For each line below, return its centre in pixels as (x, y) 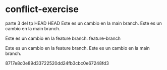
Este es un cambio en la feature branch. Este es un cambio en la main (77, 48)
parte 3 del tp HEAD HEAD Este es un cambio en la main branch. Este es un (84, 23)
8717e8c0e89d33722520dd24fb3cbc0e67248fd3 (57, 63)
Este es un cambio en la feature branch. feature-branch (63, 38)
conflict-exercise (42, 9)
